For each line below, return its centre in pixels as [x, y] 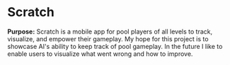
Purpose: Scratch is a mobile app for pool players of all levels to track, [110, 31]
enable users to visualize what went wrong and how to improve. [100, 54]
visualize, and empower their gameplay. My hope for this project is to [108, 38]
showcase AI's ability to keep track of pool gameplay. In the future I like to [115, 46]
